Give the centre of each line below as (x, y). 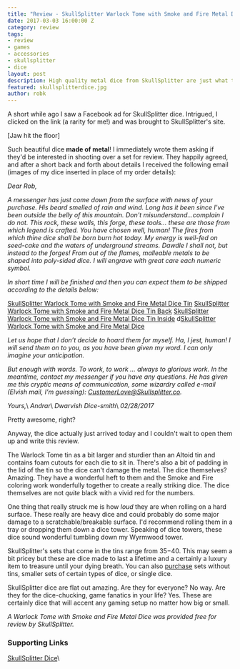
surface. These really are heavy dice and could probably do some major (113, 515)
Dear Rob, (22, 186)
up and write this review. (44, 441)
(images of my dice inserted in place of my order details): (92, 172)
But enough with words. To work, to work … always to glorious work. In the (118, 370)
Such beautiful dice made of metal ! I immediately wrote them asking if (111, 149)
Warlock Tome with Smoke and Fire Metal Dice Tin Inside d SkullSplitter (112, 319)
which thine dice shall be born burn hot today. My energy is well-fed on (112, 238)
